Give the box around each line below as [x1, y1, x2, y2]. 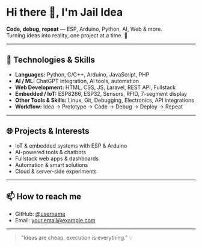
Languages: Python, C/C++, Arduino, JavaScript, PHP [14, 70, 150, 78]
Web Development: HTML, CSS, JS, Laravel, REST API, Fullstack [14, 84, 176, 91]
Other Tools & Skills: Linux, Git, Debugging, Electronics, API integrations [14, 96, 194, 104]
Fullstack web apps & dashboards [14, 155, 99, 162]
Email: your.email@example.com [14, 217, 96, 224]
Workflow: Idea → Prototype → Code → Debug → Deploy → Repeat [14, 102, 183, 110]
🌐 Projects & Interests [6, 126, 90, 136]
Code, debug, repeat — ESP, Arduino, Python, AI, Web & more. [6, 25, 162, 33]
